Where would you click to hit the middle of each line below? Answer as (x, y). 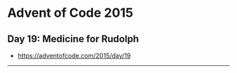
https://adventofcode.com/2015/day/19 (74, 55)
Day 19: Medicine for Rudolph (73, 39)
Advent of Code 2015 (71, 13)
